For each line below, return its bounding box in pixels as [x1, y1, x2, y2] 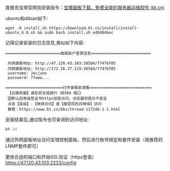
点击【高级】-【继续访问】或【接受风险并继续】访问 [7, 101, 102, 106]
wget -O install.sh [5, 26, 47, 31]
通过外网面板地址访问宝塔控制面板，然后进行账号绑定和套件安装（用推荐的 [5, 136, 163, 142]
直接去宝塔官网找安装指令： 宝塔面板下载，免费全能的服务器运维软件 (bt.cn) [5, 5, 165, 10]
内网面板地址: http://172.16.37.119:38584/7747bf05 [7, 66, 116, 71]
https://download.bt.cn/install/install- [49, 26, 139, 31]
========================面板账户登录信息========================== [5, 51, 152, 56]
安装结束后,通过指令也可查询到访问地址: [5, 117, 89, 122]
